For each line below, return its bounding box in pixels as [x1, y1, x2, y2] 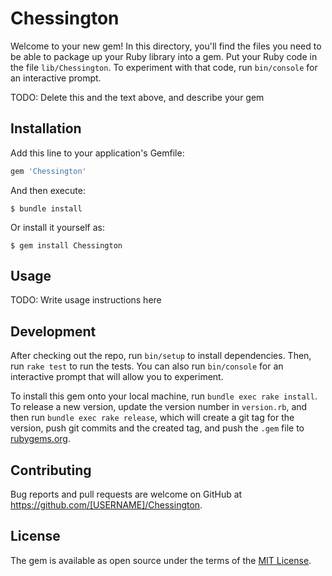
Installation [10, 120, 82, 137]
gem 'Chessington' [10, 166, 87, 176]
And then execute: [10, 184, 86, 196]
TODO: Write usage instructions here [10, 294, 162, 306]
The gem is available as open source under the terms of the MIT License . [10, 554, 312, 566]
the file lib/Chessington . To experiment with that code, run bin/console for [10, 61, 318, 73]
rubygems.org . [10, 433, 71, 445]
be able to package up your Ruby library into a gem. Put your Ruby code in [10, 50, 318, 62]
